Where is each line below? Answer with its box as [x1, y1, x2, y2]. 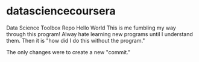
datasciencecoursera [6, 4, 116, 18]
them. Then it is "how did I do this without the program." [6, 37, 145, 44]
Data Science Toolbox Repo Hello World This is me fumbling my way [6, 24, 176, 31]
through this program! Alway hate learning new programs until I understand [6, 30, 193, 37]
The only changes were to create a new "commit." [6, 48, 131, 55]
